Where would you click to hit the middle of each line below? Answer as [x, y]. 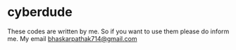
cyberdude [40, 12]
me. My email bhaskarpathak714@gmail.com [72, 38]
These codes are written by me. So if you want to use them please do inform [118, 31]
